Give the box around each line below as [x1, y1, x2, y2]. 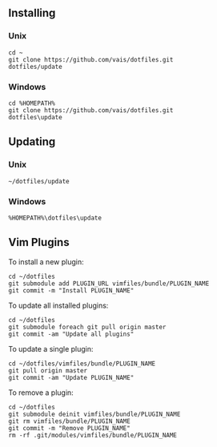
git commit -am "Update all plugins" [8, 330, 135, 338]
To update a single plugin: [8, 344, 94, 353]
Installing [8, 6, 56, 20]
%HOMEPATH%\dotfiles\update [8, 214, 102, 222]
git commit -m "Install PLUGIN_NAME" [8, 286, 135, 295]
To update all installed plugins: [8, 300, 109, 310]
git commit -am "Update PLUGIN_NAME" [8, 373, 135, 381]
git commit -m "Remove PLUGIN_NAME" [8, 424, 131, 432]
